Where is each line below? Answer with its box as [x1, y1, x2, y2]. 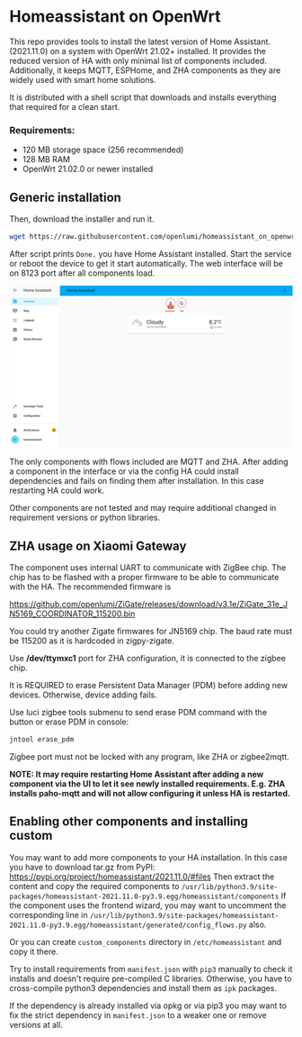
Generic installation [9, 189, 121, 205]
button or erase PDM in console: [9, 716, 129, 727]
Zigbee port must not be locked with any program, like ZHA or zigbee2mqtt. [9, 751, 289, 762]
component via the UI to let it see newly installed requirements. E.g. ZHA [9, 778, 286, 789]
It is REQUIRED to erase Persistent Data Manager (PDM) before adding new [9, 680, 289, 691]
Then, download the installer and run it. [9, 214, 155, 224]
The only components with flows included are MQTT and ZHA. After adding [9, 457, 289, 468]
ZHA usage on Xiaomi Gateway [9, 538, 187, 553]
